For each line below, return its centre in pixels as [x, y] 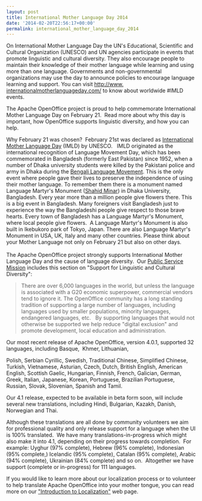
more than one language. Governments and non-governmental [84, 71]
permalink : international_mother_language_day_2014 [72, 29]
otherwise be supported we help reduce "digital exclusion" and [99, 324]
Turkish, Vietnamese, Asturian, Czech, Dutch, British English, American [94, 367]
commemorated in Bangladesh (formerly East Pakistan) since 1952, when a [99, 159]
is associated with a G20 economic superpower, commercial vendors [107, 292]
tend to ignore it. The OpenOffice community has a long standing [102, 298]
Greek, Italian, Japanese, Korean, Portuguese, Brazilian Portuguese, [90, 380]
